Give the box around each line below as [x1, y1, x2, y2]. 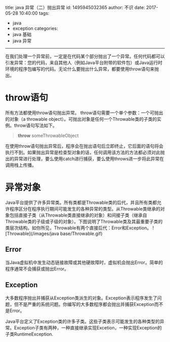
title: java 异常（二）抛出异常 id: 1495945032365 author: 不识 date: [5, 5, 145, 10]
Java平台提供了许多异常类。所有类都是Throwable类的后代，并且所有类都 [5, 199, 157, 206]
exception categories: [12, 25, 58, 31]
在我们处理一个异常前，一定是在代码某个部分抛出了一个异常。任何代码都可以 [5, 53, 165, 59]
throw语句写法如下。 [14, 122, 57, 128]
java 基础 [12, 31, 32, 37]
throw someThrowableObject [17, 132, 79, 139]
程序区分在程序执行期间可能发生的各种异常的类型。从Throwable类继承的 [9, 206, 160, 212]
